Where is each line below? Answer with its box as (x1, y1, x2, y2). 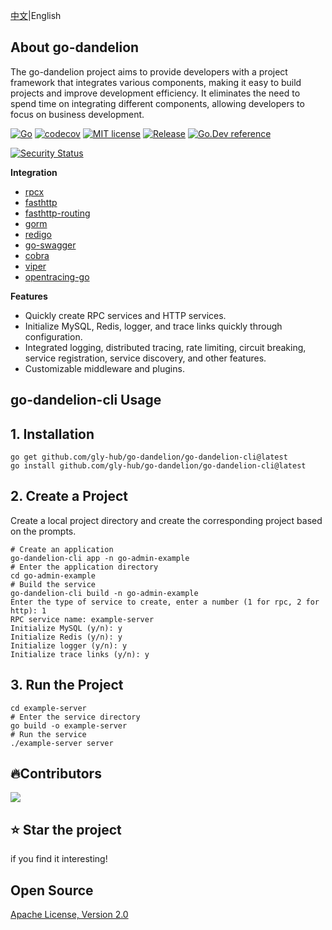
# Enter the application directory (10, 562, 159, 572)
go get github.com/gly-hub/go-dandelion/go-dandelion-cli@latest (10, 452, 288, 463)
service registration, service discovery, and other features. (24, 352, 267, 364)
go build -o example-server (10, 720, 128, 731)
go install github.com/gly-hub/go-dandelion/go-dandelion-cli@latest (10, 461, 307, 471)
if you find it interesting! (10, 853, 108, 865)
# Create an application (10, 544, 114, 554)
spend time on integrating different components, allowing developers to (10, 97, 305, 109)
